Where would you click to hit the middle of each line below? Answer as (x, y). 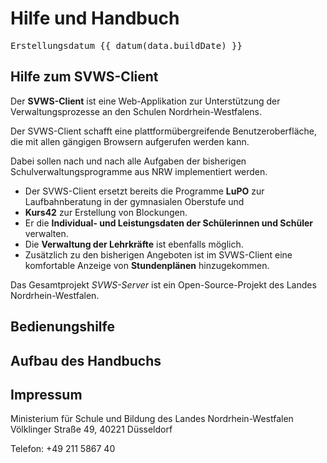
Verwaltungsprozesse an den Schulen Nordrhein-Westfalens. (136, 111)
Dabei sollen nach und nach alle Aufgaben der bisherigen (128, 161)
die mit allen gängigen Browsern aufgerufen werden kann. (130, 141)
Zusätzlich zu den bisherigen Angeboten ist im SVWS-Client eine (158, 254)
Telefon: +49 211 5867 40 (63, 449)
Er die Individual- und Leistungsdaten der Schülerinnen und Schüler (169, 223)
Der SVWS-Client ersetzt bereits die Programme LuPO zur (144, 191)
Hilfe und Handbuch (95, 18)
